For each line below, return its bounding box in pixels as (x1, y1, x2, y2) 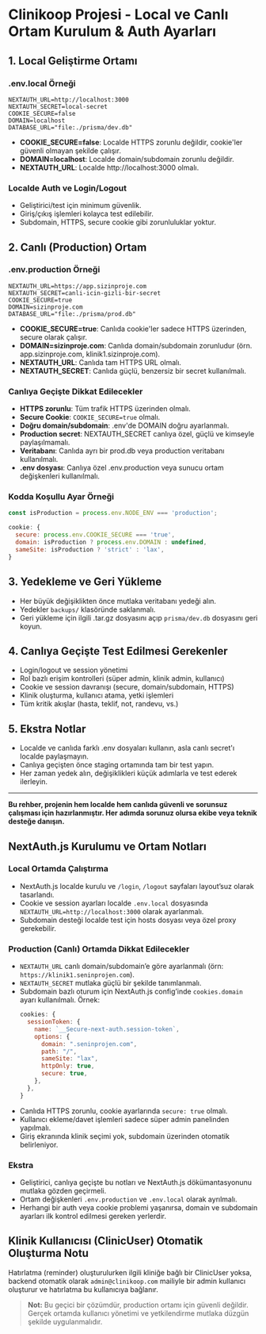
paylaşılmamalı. (19, 438, 70, 448)
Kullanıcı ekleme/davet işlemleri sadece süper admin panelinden (19, 1114, 230, 1124)
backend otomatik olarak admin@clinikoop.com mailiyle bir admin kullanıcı (8, 1276, 246, 1286)
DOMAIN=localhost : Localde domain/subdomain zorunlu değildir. (19, 154, 235, 163)
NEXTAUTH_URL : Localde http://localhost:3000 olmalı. (19, 163, 199, 172)
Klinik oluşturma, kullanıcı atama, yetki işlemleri (19, 690, 174, 700)
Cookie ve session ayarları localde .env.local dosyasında (19, 898, 208, 908)
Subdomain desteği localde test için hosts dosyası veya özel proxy (19, 915, 237, 925)
